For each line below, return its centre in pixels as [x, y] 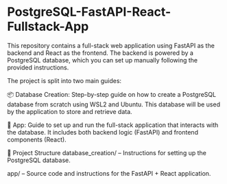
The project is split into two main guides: [64, 80]
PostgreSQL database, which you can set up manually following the [103, 60]
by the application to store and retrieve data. [70, 111]
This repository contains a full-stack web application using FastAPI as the [111, 45]
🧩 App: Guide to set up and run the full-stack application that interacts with [113, 125]
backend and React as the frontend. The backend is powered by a [100, 53]
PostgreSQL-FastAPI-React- [89, 12]
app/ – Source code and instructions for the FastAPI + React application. [109, 173]
